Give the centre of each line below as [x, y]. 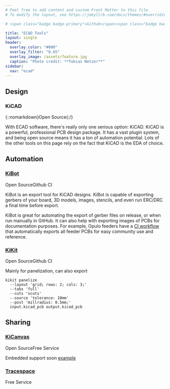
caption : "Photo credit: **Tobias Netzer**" [57, 62]
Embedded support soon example [40, 358]
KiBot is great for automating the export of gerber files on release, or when [83, 215]
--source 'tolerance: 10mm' [39, 298]
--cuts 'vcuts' [26, 293]
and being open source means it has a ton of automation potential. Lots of [82, 137]
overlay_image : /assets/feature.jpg [48, 56]
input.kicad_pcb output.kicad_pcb [46, 307]
